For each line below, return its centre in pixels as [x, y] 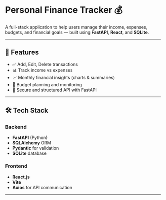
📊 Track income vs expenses [42, 70]
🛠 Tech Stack [27, 111]
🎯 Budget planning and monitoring [47, 84]
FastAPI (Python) [30, 138]
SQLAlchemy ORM [32, 143]
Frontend [16, 166]
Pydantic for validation [36, 148]
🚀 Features [22, 52]
